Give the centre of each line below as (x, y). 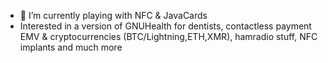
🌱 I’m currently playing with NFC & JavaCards (113, 15)
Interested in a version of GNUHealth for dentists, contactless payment (165, 26)
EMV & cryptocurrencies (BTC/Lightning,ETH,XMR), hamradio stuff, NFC (168, 36)
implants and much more (71, 47)
